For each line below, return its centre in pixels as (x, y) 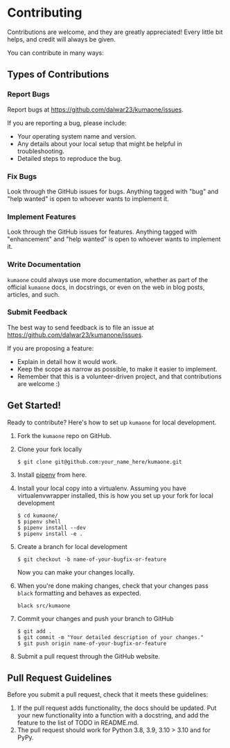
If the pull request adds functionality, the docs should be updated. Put (117, 708)
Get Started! (34, 406)
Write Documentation (44, 265)
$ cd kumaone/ (37, 515)
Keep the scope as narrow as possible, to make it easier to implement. (117, 369)
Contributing (45, 13)
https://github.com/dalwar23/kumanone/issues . (75, 335)
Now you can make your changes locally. (76, 572)
